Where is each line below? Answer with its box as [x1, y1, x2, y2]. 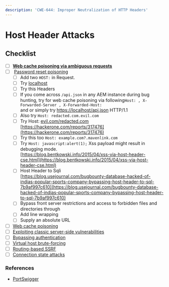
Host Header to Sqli [20, 168, 61, 174]
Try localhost [20, 80, 48, 86]
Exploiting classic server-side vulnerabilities [12, 229, 105, 235]
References [5, 264, 34, 271]
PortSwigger [12, 276, 39, 282]
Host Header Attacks [5, 29, 95, 41]
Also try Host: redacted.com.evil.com [20, 113, 99, 118]
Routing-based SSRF [12, 245, 57, 252]
